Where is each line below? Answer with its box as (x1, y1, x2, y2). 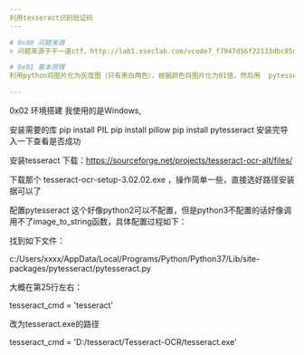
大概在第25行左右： (9, 282, 83, 293)
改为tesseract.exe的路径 (9, 319, 100, 329)
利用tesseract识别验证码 (9, 13, 93, 23)
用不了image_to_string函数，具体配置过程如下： (9, 216, 187, 226)
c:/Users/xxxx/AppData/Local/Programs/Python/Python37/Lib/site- (9, 254, 261, 264)
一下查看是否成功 (16, 136, 81, 146)
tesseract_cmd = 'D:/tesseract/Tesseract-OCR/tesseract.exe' (9, 337, 237, 347)
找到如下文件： (9, 235, 65, 245)
